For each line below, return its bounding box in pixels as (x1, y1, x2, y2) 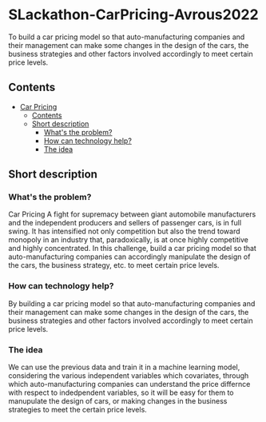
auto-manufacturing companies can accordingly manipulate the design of (8, 252, 251, 261)
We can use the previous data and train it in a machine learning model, (8, 362, 240, 372)
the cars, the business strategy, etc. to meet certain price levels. (8, 261, 220, 270)
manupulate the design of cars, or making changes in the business (8, 396, 228, 406)
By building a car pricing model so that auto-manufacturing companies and (8, 298, 256, 309)
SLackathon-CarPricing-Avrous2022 (8, 6, 259, 24)
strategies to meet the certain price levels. (8, 405, 148, 415)
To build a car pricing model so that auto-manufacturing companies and (8, 32, 245, 42)
